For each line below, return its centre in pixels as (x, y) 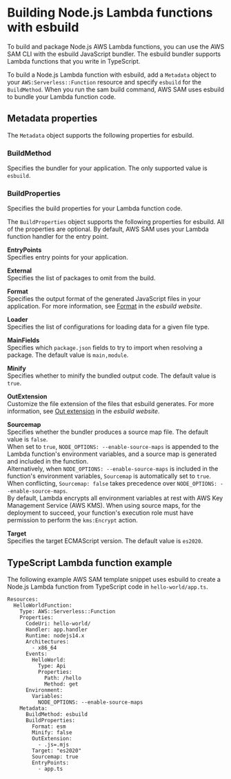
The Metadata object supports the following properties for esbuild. (101, 135)
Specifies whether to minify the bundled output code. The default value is (112, 376)
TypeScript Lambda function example (90, 563)
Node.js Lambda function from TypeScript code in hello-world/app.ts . (108, 587)
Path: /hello (62, 678)
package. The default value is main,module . (68, 355)
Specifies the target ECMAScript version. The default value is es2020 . (105, 541)
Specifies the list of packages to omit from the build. (81, 278)
